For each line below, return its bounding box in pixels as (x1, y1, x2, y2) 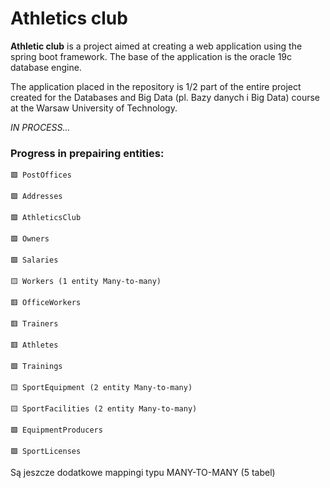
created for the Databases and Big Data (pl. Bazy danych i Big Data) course (10, 91, 321, 103)
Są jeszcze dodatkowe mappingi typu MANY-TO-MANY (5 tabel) (10, 467, 276, 479)
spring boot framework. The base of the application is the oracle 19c (10, 50, 293, 62)
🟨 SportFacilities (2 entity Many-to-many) (10, 404, 198, 414)
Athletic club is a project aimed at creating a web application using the (10, 40, 303, 52)
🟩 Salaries (10, 255, 59, 266)
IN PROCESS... (10, 121, 71, 133)
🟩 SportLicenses (10, 447, 82, 457)
